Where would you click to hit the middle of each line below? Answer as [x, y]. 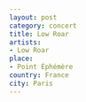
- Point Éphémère [41, 67]
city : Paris [31, 83]
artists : [25, 42]
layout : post [33, 17]
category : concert [43, 26]
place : [21, 59]
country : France [39, 75]
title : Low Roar [39, 34]
